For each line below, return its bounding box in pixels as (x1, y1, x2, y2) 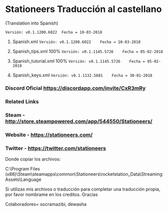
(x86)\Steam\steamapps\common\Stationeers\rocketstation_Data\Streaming (5, 171, 162, 177)
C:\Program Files (5, 165, 40, 171)
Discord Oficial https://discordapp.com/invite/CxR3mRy (5, 84, 146, 91)
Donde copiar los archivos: (5, 156, 61, 162)
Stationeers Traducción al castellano (5, 4, 162, 15)
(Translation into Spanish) (5, 20, 59, 26)
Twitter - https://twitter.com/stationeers (5, 144, 107, 151)
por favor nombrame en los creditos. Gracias (5, 191, 98, 197)
